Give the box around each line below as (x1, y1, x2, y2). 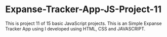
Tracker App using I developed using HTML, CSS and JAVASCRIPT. (5, 25, 146, 31)
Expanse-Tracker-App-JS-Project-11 (5, 4, 162, 15)
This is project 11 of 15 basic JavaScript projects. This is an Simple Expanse (5, 20, 162, 26)
